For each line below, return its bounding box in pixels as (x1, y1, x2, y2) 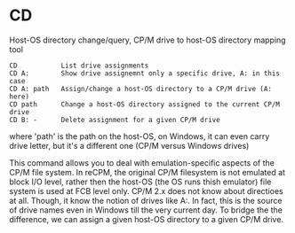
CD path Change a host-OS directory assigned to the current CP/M (9, 99, 280, 109)
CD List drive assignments (9, 61, 149, 70)
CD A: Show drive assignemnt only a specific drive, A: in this (9, 68, 280, 78)
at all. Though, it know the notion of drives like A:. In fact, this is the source (9, 195, 283, 206)
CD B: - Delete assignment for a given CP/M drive (9, 115, 220, 124)
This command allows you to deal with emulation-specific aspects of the (9, 157, 275, 168)
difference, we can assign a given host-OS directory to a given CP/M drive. (9, 214, 284, 224)
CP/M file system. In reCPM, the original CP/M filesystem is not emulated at (9, 167, 286, 177)
